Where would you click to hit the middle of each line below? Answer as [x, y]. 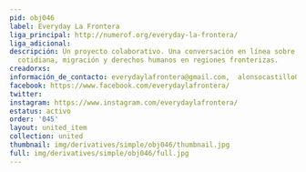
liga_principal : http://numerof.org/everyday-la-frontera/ [124, 35]
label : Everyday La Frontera [65, 26]
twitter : [26, 94]
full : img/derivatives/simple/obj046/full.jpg [99, 153]
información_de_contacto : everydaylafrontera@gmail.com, [120, 77]
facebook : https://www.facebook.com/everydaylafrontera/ [120, 86]
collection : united [46, 137]
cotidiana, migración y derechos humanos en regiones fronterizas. [148, 60]
